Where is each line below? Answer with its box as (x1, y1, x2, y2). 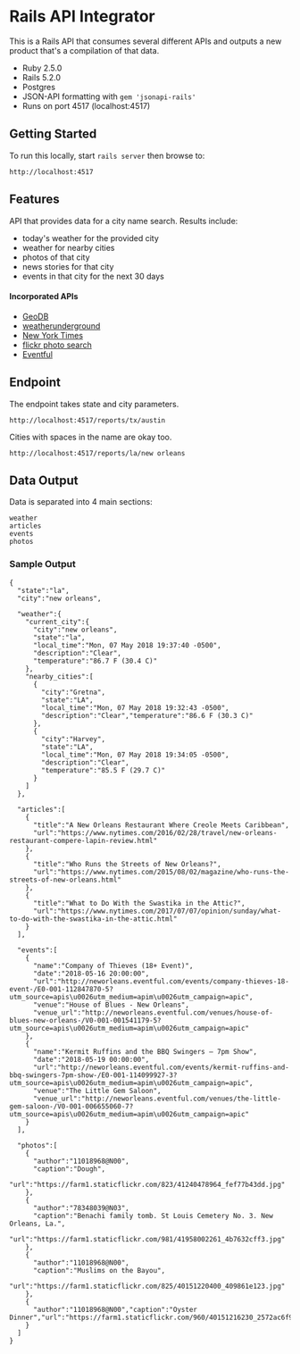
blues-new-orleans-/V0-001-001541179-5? (9, 1015, 162, 1024)
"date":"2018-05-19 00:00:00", (32, 1055, 150, 1064)
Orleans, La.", (9, 1219, 66, 1228)
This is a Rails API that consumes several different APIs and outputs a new (9, 36, 282, 46)
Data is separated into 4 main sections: (9, 497, 154, 507)
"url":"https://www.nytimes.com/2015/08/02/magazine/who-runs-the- (32, 867, 290, 876)
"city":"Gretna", (41, 688, 105, 697)
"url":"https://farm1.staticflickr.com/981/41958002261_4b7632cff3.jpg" (9, 1234, 286, 1243)
